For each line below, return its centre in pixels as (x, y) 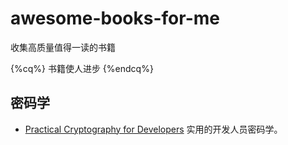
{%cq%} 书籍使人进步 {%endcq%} (82, 68)
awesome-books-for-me (115, 18)
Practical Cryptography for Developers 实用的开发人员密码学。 (153, 129)
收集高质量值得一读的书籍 (63, 47)
